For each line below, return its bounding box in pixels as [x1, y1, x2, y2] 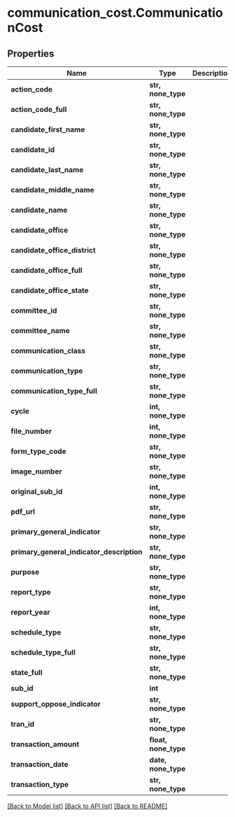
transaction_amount [10, 739, 80, 749]
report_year [10, 607, 50, 617]
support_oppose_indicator [10, 699, 101, 709]
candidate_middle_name [10, 185, 94, 194]
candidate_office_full [10, 266, 83, 275]
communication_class [10, 346, 86, 355]
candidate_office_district [10, 246, 96, 255]
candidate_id [10, 145, 55, 155]
